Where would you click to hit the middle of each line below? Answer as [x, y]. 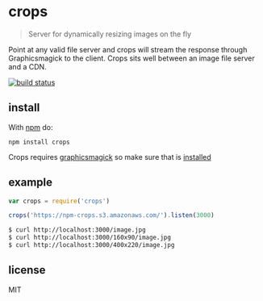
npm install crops [39, 142]
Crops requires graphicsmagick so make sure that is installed [110, 157]
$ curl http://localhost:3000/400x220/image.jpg [92, 245]
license [27, 270]
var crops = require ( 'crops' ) [59, 201]
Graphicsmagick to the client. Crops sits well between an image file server [132, 58]
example [31, 183]
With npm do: [31, 127]
